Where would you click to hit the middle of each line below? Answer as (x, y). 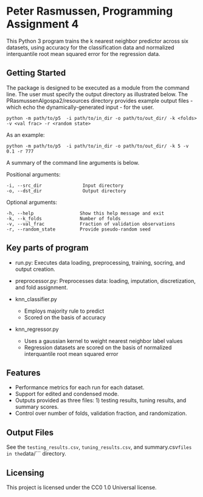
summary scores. (37, 407)
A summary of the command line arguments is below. (73, 162)
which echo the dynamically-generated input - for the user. (80, 107)
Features (23, 373)
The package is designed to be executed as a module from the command (98, 88)
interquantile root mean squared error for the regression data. (83, 54)
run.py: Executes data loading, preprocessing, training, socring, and (100, 262)
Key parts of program (48, 248)
